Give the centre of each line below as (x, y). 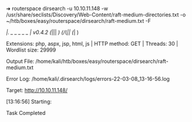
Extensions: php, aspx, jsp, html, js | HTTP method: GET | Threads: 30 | (92, 44)
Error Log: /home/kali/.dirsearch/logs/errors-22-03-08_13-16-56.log (88, 79)
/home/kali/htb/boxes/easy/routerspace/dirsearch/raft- (102, 61)
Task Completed (26, 113)
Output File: (20, 61)
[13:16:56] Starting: (29, 101)
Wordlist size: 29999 (31, 50)
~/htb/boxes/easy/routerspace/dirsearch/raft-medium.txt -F (79, 21)
